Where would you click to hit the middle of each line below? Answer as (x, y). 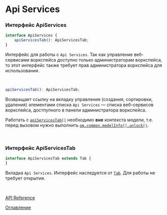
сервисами (17, 60)
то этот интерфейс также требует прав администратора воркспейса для (84, 65)
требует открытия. (25, 178)
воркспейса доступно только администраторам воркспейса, (96, 60)
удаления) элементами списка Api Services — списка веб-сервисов (79, 104)
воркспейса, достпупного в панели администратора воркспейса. (76, 110)
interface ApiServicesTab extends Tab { (48, 158)
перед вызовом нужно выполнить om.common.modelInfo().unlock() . (77, 125)
